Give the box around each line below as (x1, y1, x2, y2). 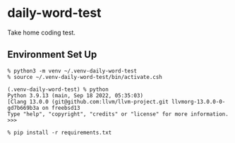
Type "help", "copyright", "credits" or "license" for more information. (7, 111, 229, 118)
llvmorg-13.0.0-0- (171, 98, 226, 105)
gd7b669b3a (7, 104, 40, 111)
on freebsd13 (42, 104, 80, 111)
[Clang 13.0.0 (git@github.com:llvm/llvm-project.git (7, 98, 169, 105)
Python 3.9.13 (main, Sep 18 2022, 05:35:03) (7, 92, 143, 99)
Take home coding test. (7, 28, 76, 37)
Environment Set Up (7, 49, 97, 61)
